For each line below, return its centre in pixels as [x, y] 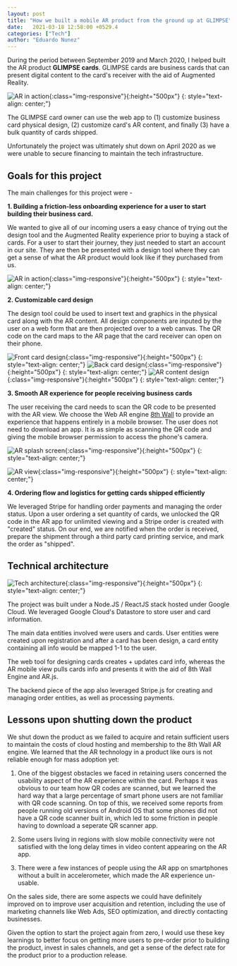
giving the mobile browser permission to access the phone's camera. [108, 436]
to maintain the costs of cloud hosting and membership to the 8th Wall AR [114, 744]
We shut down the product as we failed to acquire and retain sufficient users [118, 737]
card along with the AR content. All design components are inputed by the [115, 321]
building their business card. [50, 214]
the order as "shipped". [41, 544]
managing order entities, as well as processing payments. [91, 697]
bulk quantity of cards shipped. [53, 133]
